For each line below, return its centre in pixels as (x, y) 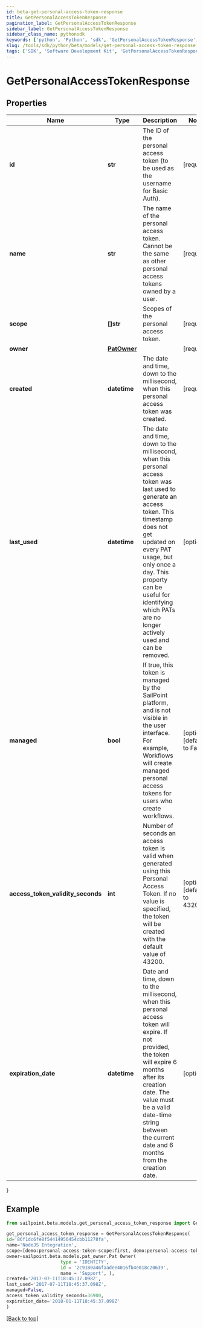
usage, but (158, 557)
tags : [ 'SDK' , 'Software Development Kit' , (62, 51)
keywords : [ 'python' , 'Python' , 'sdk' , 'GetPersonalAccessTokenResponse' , (102, 40)
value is (154, 901)
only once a (159, 564)
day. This (156, 572)
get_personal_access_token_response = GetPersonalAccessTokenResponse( (98, 1234)
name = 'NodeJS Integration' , (42, 1245)
